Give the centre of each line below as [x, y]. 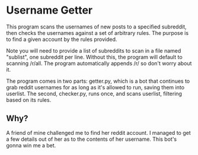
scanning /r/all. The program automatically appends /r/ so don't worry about [99, 63]
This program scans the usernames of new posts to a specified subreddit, [96, 27]
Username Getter [49, 10]
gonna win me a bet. [31, 145]
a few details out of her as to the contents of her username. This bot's [91, 139]
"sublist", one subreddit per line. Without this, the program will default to [94, 57]
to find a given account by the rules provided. [62, 39]
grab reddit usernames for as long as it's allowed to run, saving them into [95, 87]
